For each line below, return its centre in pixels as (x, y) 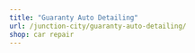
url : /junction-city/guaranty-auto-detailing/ (98, 26)
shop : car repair (42, 34)
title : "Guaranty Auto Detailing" (74, 18)
